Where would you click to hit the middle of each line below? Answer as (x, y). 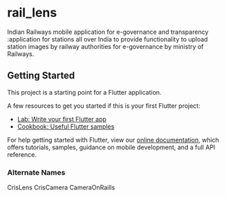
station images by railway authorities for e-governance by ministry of (105, 46)
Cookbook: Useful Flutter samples (66, 126)
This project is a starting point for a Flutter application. (84, 92)
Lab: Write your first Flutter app (62, 119)
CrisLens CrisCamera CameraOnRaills (61, 187)
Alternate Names (36, 172)
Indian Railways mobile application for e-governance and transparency (108, 32)
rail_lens (32, 13)
